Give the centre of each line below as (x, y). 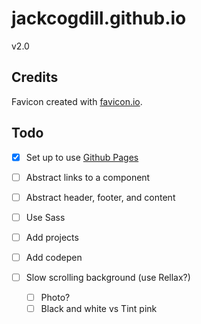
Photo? (55, 297)
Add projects (52, 237)
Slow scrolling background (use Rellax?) (108, 277)
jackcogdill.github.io (99, 18)
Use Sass (45, 217)
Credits (35, 77)
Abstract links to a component (88, 177)
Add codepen (54, 257)
